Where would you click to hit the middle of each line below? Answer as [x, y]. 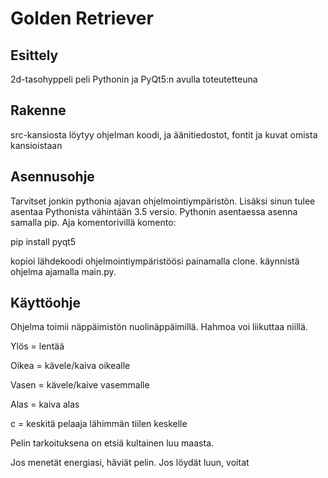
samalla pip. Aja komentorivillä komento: [93, 222]
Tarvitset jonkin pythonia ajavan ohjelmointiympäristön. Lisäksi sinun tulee [163, 201]
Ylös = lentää [37, 346]
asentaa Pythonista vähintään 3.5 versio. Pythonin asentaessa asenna [154, 211]
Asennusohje [52, 177]
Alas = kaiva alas [45, 404]
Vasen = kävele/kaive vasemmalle [80, 385]
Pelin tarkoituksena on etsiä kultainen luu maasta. [112, 443]
